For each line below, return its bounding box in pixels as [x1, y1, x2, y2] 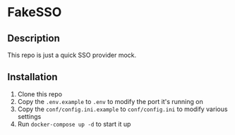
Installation [7, 71, 58, 83]
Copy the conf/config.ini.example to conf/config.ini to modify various [17, 105, 228, 113]
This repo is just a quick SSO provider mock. [7, 51, 137, 59]
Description [7, 32, 60, 44]
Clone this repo [17, 89, 62, 98]
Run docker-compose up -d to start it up [17, 120, 131, 128]
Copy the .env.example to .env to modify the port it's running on [17, 97, 203, 105]
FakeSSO [7, 4, 62, 20]
